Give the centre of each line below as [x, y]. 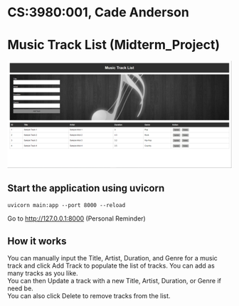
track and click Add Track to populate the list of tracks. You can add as [111, 265]
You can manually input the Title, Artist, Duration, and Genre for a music [113, 258]
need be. [20, 288]
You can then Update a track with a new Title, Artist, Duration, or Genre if [115, 280]
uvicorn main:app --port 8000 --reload [67, 206]
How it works [37, 241]
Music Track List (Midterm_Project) [114, 45]
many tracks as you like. [43, 273]
